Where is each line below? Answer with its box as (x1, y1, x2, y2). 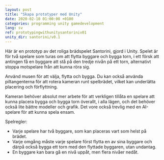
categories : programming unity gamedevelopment (5, 21, 105, 26)
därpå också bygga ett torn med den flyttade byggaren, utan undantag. (12, 144, 157, 150)
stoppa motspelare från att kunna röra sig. (5, 64, 90, 69)
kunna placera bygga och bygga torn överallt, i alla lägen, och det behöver (5, 98, 156, 104)
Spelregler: (5, 119, 27, 125)
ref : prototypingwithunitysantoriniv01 (5, 30, 87, 35)
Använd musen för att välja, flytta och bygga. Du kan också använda (5, 73, 143, 79)
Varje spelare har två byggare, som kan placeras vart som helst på (12, 128, 147, 134)
